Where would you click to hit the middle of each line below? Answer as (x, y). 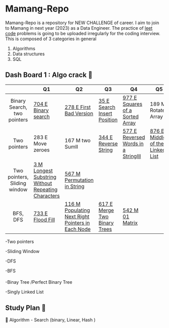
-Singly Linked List (24, 292)
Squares (132, 104)
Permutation (79, 180)
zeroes (41, 150)
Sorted (131, 116)
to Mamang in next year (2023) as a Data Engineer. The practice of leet (79, 28)
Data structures (29, 54)
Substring (45, 177)
